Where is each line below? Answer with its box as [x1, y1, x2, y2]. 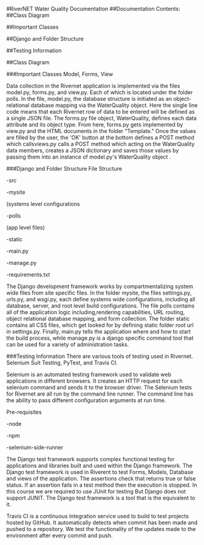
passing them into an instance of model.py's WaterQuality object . [6, 153, 171, 160]
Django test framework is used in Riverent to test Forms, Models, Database [6, 468, 194, 476]
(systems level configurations [6, 201, 80, 207]
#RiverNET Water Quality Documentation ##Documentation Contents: [6, 5, 180, 12]
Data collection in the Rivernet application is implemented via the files [6, 82, 180, 89]
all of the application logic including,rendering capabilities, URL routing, [6, 309, 185, 315]
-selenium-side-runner [6, 444, 64, 451]
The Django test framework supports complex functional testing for [6, 456, 175, 462]
